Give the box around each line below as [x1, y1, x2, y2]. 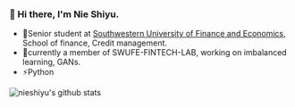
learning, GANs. [21, 57, 81, 68]
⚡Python [21, 67, 55, 78]
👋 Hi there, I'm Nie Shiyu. [9, 8, 120, 21]
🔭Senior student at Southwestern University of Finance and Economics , [21, 29, 286, 39]
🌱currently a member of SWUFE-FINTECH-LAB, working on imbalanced [21, 47, 288, 58]
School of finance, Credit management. [21, 37, 168, 48]
